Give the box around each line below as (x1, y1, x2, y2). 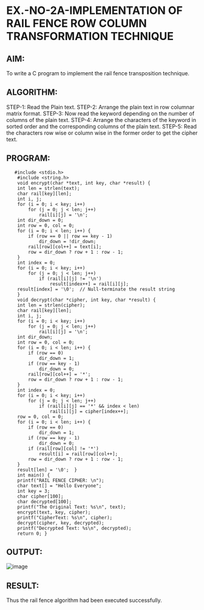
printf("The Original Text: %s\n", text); (17, 504, 126, 510)
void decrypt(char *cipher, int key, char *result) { (17, 297, 156, 303)
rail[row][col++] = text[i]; (28, 243, 102, 249)
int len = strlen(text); (17, 185, 80, 191)
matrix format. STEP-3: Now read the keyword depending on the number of (6, 110, 195, 117)
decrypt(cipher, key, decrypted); (17, 520, 104, 526)
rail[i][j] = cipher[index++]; (49, 408, 129, 415)
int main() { (17, 472, 50, 478)
